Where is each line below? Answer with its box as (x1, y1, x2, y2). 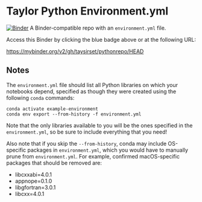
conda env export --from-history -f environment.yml (6, 111, 142, 117)
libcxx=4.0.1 (14, 190, 45, 197)
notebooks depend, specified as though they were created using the (6, 88, 177, 95)
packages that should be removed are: (6, 159, 103, 166)
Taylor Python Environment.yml (6, 4, 169, 18)
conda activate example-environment (6, 106, 98, 112)
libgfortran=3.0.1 (14, 183, 56, 191)
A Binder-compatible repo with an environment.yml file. (30, 24, 166, 31)
